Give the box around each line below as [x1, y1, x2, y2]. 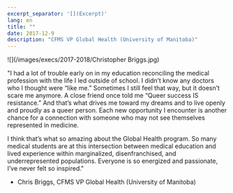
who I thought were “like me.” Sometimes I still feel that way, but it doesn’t [7, 84, 220, 92]
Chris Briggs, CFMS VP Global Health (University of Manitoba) [17, 178, 197, 186]
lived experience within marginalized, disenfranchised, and [7, 150, 176, 158]
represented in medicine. [7, 121, 79, 129]
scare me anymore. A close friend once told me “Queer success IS [7, 92, 199, 100]
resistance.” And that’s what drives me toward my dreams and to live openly [7, 99, 225, 107]
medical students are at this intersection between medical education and [7, 142, 216, 150]
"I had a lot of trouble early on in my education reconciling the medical [7, 69, 209, 78]
